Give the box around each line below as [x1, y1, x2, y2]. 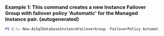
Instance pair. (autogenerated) [5, 16, 79, 23]
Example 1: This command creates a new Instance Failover [5, 4, 146, 11]
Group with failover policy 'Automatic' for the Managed [5, 10, 138, 16]
